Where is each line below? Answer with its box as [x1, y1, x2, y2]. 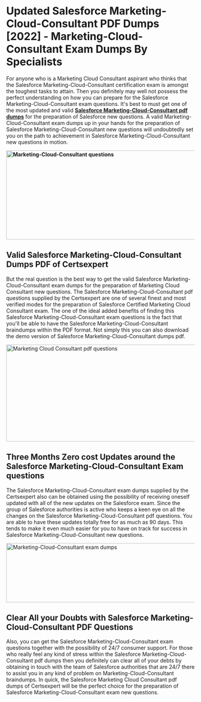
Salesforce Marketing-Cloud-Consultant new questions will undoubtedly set [6, 126, 194, 133]
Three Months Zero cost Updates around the [6, 452, 175, 462]
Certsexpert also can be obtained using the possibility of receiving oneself [6, 493, 190, 500]
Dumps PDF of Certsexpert [6, 259, 109, 270]
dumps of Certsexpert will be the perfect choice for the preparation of [6, 682, 179, 689]
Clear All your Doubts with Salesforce [6, 612, 149, 623]
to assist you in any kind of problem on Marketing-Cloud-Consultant [6, 670, 175, 677]
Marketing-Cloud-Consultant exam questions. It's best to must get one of [6, 100, 187, 107]
